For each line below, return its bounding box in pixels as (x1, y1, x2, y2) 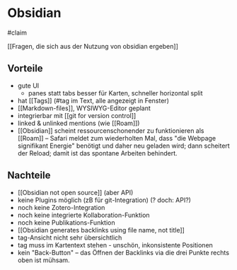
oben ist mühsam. (17, 256, 70, 264)
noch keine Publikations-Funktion (17, 218, 115, 227)
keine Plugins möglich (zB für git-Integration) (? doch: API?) (17, 196, 191, 204)
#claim (7, 28, 27, 37)
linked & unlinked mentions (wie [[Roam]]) (17, 119, 140, 127)
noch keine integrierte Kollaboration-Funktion (17, 211, 150, 219)
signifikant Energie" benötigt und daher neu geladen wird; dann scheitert (17, 141, 230, 150)
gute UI (17, 81, 40, 90)
